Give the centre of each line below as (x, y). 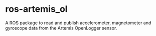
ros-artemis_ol (36, 9)
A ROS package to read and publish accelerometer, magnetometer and (78, 23)
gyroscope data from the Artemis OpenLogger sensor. (61, 28)
